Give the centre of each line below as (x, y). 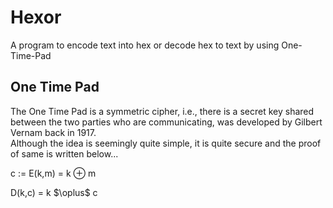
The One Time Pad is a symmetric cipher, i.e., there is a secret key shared (162, 111)
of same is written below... (64, 153)
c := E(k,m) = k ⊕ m (53, 173)
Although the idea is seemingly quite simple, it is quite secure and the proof (166, 143)
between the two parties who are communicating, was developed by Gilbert (166, 122)
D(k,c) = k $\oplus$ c (54, 192)
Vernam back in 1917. (53, 132)
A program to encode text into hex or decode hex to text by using (145, 45)
